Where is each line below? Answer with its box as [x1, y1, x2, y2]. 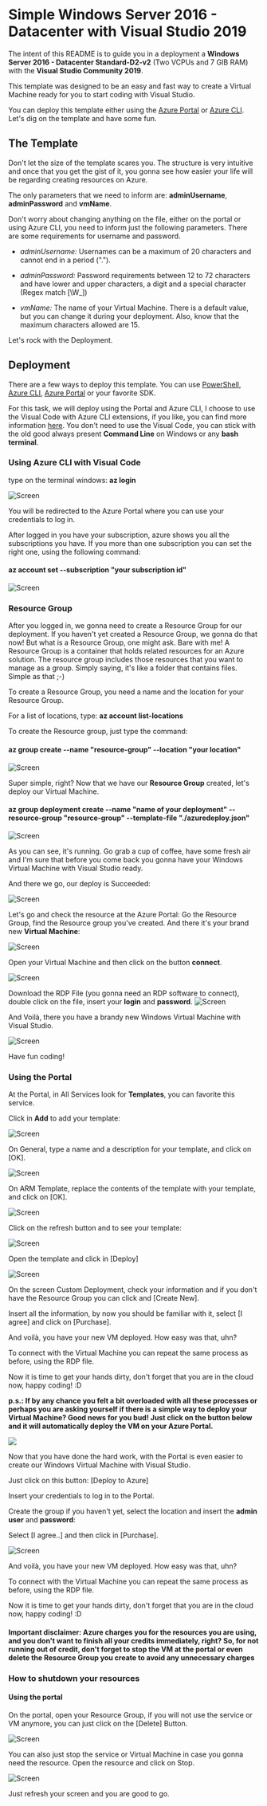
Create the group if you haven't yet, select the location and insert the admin [8, 1506, 257, 1516]
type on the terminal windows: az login [8, 475, 137, 485]
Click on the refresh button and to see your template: [8, 1223, 182, 1233]
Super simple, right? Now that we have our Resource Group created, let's [8, 778, 249, 787]
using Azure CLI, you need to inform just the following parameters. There [8, 222, 248, 232]
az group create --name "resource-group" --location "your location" [8, 744, 241, 754]
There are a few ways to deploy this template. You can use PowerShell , [8, 379, 241, 389]
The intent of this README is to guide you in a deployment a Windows [8, 49, 240, 58]
